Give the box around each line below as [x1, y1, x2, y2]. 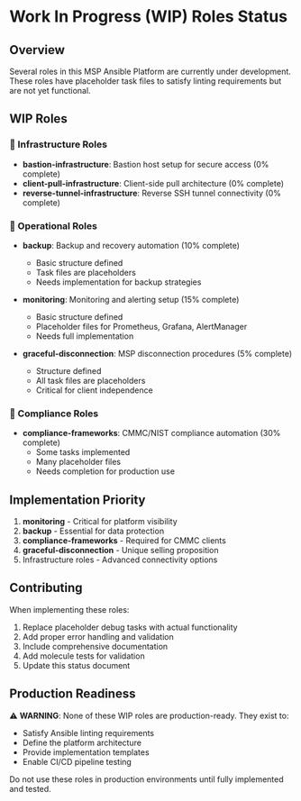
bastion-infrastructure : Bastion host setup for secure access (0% [22, 159, 269, 169]
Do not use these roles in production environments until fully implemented [9, 773, 284, 785]
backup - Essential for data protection [22, 525, 165, 537]
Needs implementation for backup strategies [35, 277, 202, 287]
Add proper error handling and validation [22, 631, 174, 642]
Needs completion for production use [35, 466, 176, 477]
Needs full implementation [35, 331, 134, 341]
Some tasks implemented [35, 447, 131, 458]
